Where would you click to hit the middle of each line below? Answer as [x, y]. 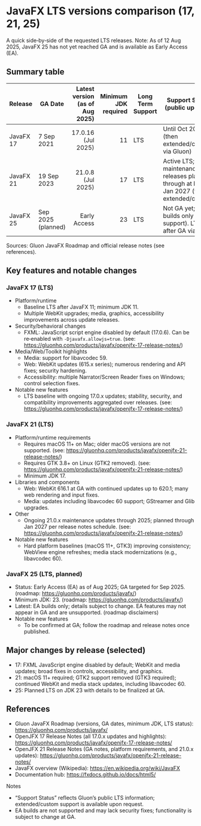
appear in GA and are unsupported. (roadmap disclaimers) [87, 613]
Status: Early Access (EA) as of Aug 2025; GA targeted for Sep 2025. [100, 587]
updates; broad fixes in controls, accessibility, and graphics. [89, 671]
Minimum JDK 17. [45, 476]
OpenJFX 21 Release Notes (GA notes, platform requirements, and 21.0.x [104, 749]
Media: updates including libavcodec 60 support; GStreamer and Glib [109, 501]
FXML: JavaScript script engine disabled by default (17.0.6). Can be [106, 332]
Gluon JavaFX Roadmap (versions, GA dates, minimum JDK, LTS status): [104, 724]
